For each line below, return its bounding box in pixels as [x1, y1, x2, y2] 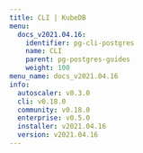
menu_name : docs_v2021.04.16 [9, 72, 119, 81]
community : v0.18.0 [17, 105, 91, 114]
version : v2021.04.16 [17, 130, 99, 139]
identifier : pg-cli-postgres [25, 38, 135, 48]
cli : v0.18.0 [17, 96, 67, 106]
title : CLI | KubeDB [9, 13, 87, 22]
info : [9, 80, 30, 89]
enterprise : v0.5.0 [17, 113, 91, 122]
